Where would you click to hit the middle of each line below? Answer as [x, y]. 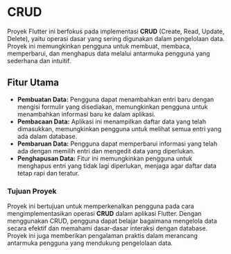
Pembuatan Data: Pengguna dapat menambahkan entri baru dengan [115, 99]
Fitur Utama [33, 83]
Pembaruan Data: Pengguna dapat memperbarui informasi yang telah [117, 144]
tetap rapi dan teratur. [48, 173]
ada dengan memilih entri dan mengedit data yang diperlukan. [106, 151]
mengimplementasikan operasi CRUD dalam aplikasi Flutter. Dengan [104, 214]
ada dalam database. [47, 136]
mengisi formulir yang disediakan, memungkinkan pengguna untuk [112, 107]
